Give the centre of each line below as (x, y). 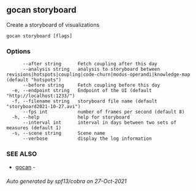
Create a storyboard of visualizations (53, 24)
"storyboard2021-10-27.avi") (43, 107)
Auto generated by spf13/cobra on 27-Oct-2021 (66, 181)
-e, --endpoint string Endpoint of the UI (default (82, 91)
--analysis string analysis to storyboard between (91, 70)
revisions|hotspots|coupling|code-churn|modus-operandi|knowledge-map (98, 75)
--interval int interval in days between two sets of (99, 123)
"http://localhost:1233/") (41, 96)
